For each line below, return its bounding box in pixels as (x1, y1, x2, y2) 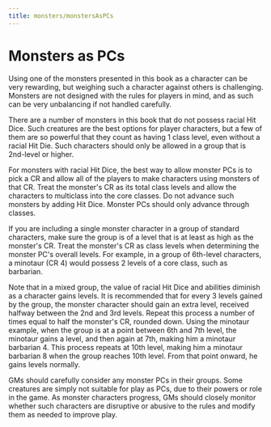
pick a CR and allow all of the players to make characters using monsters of (8, 173, 260, 183)
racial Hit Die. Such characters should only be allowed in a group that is (8, 141, 247, 150)
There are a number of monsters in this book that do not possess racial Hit (8, 115, 256, 125)
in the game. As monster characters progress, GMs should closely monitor (8, 392, 256, 402)
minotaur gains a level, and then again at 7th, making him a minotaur (8, 333, 236, 344)
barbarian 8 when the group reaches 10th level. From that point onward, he (8, 351, 258, 361)
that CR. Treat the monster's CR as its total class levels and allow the (8, 182, 237, 192)
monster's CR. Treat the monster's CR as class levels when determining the (8, 240, 260, 251)
